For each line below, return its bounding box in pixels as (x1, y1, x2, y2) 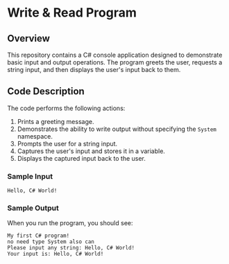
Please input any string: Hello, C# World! (7, 245, 135, 252)
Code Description (7, 85, 85, 98)
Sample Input (7, 171, 53, 181)
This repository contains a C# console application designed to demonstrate (7, 51, 223, 59)
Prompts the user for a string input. (17, 139, 118, 148)
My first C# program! (7, 232, 70, 240)
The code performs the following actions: (7, 104, 126, 112)
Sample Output (7, 203, 59, 213)
